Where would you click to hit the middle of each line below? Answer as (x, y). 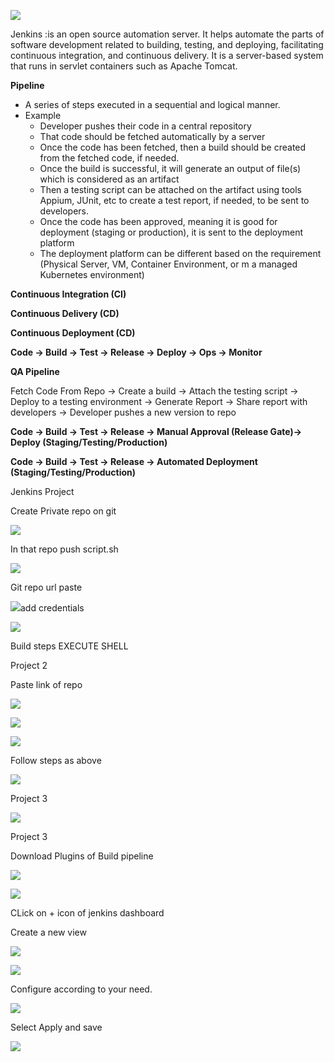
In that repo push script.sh (64, 549)
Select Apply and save (56, 1027)
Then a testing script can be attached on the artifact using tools (170, 189)
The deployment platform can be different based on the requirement (180, 253)
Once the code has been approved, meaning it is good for (158, 221)
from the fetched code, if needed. (109, 158)
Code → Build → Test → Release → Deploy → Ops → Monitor (136, 352)
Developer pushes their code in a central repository (145, 126)
